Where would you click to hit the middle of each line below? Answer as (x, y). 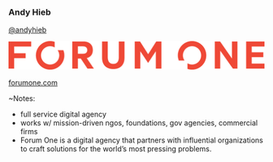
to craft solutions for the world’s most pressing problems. (116, 148)
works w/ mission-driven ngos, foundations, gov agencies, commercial (139, 123)
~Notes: (22, 98)
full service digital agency (63, 114)
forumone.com (33, 82)
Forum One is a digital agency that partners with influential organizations (142, 140)
